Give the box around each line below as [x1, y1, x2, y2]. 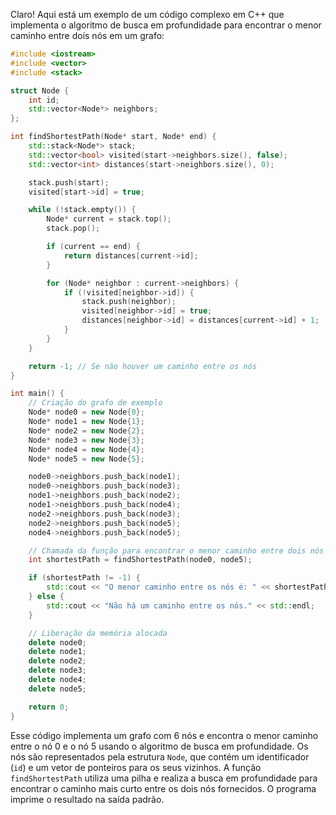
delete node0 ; [28, 637, 87, 648]
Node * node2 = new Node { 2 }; [28, 425, 145, 436]
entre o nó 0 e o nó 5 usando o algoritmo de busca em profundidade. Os [10, 740, 309, 752]
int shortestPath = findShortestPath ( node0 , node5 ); [28, 555, 253, 565]
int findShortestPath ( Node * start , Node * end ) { [10, 132, 217, 142]
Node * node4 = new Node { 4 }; [28, 444, 145, 454]
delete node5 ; [28, 684, 87, 694]
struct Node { [10, 85, 70, 96]
